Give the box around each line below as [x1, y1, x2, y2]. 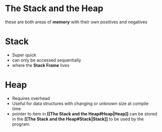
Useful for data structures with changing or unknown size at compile [12, 100, 149, 106]
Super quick [12, 52, 36, 58]
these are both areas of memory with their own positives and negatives [5, 19, 147, 25]
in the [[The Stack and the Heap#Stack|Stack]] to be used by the [12, 116, 144, 122]
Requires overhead [12, 95, 50, 101]
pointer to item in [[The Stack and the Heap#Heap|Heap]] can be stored [12, 111, 157, 116]
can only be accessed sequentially [12, 57, 81, 63]
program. [12, 121, 30, 127]
